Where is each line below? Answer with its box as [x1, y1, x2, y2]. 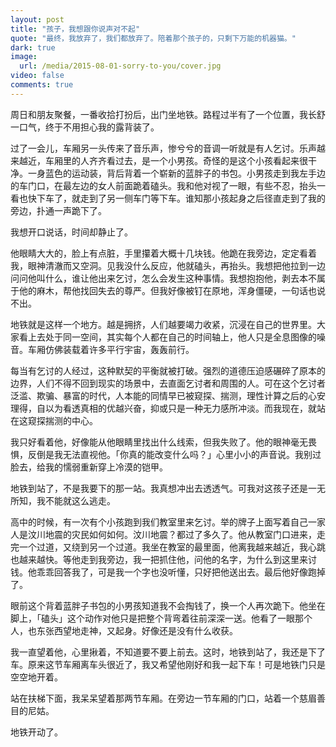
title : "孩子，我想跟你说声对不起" [10, 24, 141, 34]
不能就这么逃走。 [44, 494, 116, 506]
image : [10, 52, 38, 62]
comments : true [10, 80, 74, 90]
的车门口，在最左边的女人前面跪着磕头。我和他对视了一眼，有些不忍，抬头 [10, 179, 317, 191]
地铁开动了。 [10, 726, 63, 738]
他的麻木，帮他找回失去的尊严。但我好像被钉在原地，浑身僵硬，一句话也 [18, 284, 317, 296]
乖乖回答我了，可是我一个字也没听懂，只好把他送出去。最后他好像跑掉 [36, 566, 326, 578]
